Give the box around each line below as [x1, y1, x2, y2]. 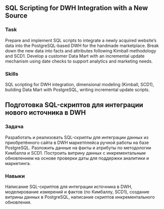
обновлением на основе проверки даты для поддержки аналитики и [5, 155, 149, 161]
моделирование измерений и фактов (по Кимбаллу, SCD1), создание [5, 188, 149, 195]
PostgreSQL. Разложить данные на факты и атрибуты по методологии [5, 144, 152, 151]
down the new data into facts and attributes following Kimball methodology [5, 47, 157, 53]
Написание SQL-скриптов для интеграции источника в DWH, [5, 184, 133, 189]
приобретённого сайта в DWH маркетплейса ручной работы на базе [5, 139, 149, 145]
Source [5, 12, 28, 20]
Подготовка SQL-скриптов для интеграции [5, 101, 143, 109]
